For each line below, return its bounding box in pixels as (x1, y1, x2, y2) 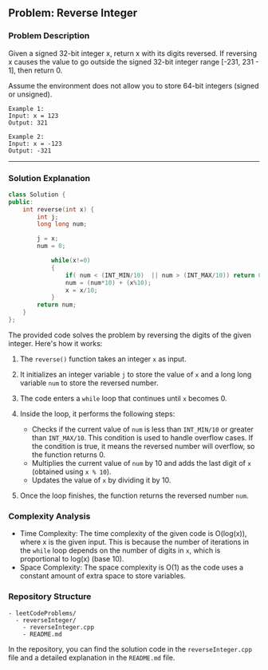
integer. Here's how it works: (8, 338, 103, 348)
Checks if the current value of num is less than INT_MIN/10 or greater (31, 424, 254, 434)
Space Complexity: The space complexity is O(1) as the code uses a (19, 562, 243, 573)
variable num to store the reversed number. (19, 378, 159, 388)
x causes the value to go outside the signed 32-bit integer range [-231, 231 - (8, 57, 259, 66)
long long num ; (37, 220, 88, 228)
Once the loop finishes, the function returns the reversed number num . (19, 491, 249, 500)
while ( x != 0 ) (50, 257, 91, 265)
